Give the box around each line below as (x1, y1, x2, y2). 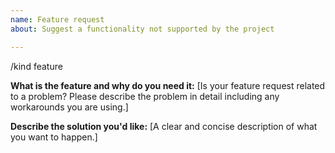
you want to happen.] (10, 131, 98, 143)
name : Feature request (10, 14, 105, 25)
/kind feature (10, 60, 63, 72)
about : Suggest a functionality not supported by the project (10, 24, 275, 34)
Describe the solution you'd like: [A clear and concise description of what (10, 120, 318, 132)
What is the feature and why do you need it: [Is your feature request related (10, 79, 326, 91)
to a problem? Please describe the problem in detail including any (10, 90, 280, 102)
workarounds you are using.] (10, 101, 129, 113)
